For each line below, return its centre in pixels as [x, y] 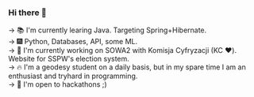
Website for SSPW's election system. [69, 59]
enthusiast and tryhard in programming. [73, 76]
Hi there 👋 [28, 13]
